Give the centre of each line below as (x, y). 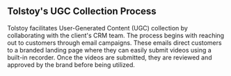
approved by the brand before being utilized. (71, 64)
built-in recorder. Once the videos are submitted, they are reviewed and (110, 57)
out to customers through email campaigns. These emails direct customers (114, 42)
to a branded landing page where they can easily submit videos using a (110, 50)
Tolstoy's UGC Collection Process (82, 11)
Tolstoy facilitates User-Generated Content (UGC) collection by (97, 28)
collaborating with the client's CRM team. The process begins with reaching (116, 35)
